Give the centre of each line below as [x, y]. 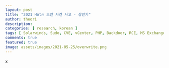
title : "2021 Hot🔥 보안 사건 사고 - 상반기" [48, 14]
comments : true [21, 38]
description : [19, 24]
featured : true [21, 42]
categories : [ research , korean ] [41, 28]
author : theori [21, 19]
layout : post [19, 10]
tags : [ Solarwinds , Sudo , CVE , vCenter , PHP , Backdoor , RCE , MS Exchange [85, 33]
